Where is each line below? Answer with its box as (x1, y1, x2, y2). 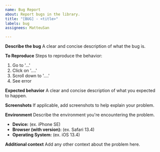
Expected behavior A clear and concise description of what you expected (5, 88, 156, 93)
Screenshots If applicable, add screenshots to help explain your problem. (5, 102, 155, 108)
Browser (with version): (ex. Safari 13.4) (12, 126, 95, 133)
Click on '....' (12, 67, 37, 74)
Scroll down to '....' (12, 73, 50, 79)
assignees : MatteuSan (5, 26, 50, 30)
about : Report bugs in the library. (5, 12, 80, 17)
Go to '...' (12, 62, 31, 68)
